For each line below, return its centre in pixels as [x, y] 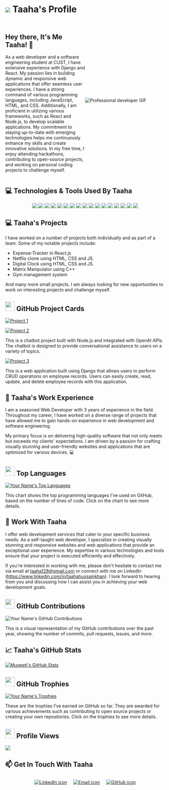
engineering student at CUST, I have [43, 62]
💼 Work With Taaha [36, 522]
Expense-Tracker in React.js [42, 253]
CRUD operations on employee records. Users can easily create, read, [78, 377]
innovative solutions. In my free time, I [45, 148]
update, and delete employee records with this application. [66, 382]
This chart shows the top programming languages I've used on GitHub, [79, 496]
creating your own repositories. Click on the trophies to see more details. [81, 717]
